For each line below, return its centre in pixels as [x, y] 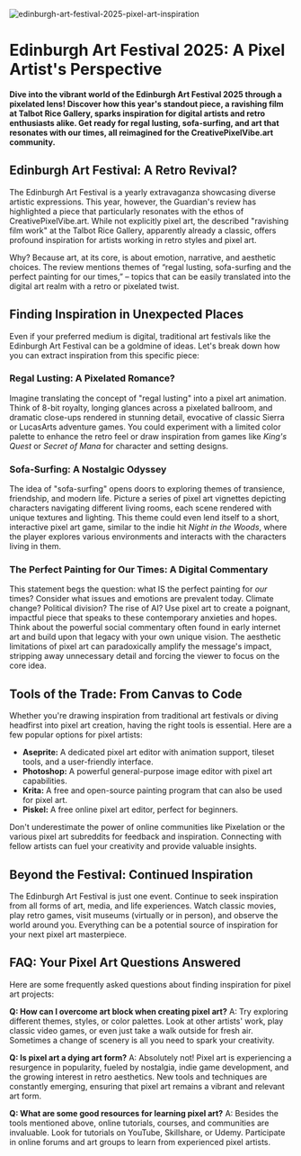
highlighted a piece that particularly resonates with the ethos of [127, 211]
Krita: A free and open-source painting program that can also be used [152, 790]
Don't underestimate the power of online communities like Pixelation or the [147, 827]
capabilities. [44, 781]
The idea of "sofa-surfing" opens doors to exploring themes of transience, [147, 489]
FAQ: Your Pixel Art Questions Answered [125, 963]
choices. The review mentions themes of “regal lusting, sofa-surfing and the [150, 266]
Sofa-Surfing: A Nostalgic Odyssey [88, 469]
